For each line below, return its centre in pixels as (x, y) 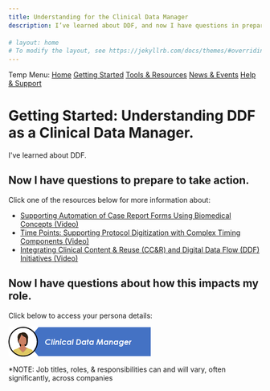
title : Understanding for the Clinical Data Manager (98, 17)
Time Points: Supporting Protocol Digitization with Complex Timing (130, 233)
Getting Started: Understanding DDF (132, 116)
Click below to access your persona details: (80, 315)
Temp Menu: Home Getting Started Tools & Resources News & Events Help (132, 75)
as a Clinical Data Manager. (101, 133)
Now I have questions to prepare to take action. (129, 181)
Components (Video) (55, 241)
